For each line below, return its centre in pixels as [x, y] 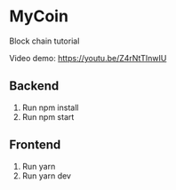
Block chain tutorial [44, 41]
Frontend [35, 145]
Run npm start [48, 116]
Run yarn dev [46, 176]
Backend [34, 86]
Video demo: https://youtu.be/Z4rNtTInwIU [88, 58]
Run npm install [50, 107]
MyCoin [39, 16]
